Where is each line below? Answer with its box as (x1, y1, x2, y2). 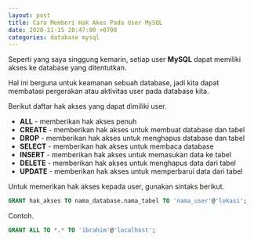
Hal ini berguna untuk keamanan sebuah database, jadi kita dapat (8, 78, 220, 88)
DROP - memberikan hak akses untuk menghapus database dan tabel (19, 134, 245, 143)
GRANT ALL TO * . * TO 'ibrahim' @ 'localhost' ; (8, 226, 156, 235)
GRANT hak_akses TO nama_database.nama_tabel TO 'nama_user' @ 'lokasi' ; (8, 197, 247, 205)
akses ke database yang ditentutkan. (8, 63, 127, 73)
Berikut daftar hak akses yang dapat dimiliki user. (8, 102, 167, 111)
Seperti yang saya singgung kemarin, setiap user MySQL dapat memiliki (8, 55, 241, 64)
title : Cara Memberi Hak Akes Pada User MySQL (8, 19, 163, 27)
